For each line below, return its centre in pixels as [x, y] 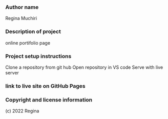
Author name [22, 7]
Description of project [33, 32]
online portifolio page [28, 43]
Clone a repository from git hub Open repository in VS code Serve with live [84, 67]
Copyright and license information [49, 100]
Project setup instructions [38, 56]
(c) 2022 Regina [22, 111]
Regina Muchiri [21, 18]
